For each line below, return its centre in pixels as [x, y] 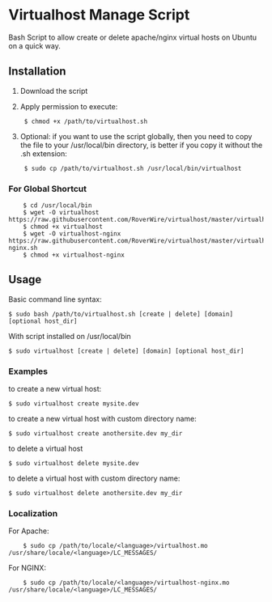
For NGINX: [28, 568]
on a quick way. [34, 45]
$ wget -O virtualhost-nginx [72, 234]
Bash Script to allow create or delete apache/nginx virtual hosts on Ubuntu [133, 37]
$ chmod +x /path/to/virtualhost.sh [86, 121]
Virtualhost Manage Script [99, 15]
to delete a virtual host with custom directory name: [94, 478]
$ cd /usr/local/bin [57, 206]
